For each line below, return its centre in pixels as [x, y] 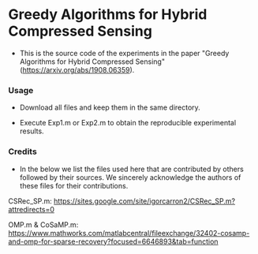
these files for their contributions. [74, 185]
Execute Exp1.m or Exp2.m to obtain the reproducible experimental [128, 123]
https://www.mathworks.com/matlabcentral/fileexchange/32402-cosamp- [129, 233]
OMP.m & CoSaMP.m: [43, 224]
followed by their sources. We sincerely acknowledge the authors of [130, 177]
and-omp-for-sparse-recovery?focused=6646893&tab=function [113, 241]
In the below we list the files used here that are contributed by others [132, 169]
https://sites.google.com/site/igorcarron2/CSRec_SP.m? [144, 201]
